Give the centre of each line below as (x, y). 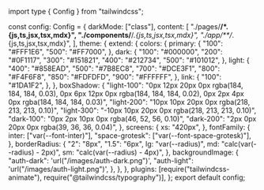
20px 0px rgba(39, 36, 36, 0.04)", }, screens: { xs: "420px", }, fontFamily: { (129, 127)
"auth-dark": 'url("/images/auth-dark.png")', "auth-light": (101, 160)
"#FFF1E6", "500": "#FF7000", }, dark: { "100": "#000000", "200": (115, 52)
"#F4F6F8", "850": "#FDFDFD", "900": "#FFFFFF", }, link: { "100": (115, 77)
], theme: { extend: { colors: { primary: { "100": (148, 43)
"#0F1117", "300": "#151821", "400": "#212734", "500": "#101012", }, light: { (129, 60)
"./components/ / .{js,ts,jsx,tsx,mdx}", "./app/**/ (155, 35)
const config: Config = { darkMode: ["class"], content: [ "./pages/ (115, 26)
